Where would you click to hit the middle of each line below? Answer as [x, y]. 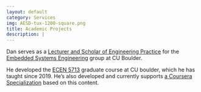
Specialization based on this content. [53, 83]
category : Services [31, 18]
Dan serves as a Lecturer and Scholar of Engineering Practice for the [93, 51]
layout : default [27, 12]
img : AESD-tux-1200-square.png [46, 23]
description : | [26, 34]
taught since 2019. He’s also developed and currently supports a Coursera [99, 76]
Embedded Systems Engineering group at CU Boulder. [74, 58]
